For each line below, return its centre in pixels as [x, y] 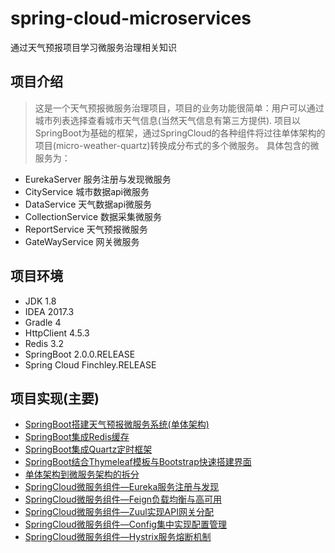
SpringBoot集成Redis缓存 [77, 437]
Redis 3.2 [44, 343]
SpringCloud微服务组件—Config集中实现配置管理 [125, 524]
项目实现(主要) [55, 398]
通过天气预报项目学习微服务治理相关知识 [93, 47]
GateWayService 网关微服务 [82, 241]
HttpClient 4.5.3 [57, 333]
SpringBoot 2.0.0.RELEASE [80, 354]
